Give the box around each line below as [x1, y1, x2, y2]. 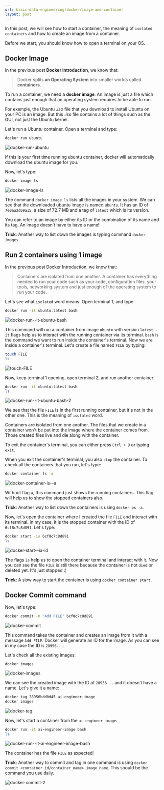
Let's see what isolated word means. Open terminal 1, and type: [5, 298, 135, 305]
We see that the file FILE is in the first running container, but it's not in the [5, 407, 153, 413]
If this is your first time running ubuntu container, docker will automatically [5, 154, 155, 160]
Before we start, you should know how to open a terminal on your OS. [5, 40, 145, 46]
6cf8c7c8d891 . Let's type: [5, 524, 55, 531]
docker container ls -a [5, 471, 54, 477]
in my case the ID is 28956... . [5, 642, 65, 649]
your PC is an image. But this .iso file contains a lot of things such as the [5, 112, 151, 117]
